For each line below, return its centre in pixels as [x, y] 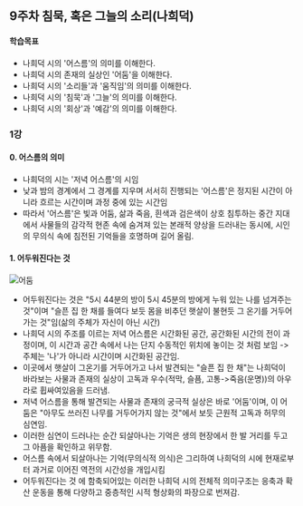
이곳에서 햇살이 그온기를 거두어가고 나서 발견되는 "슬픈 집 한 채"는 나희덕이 [154, 367]
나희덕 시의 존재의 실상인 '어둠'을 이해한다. [97, 74]
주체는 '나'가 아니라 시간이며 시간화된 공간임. [101, 355]
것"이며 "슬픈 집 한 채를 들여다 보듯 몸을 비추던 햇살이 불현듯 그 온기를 [145, 310]
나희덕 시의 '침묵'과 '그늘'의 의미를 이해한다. [100, 97]
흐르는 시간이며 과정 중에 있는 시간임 [104, 201]
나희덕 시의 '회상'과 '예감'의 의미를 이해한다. [100, 108]
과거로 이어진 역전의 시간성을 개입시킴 [99, 469]
